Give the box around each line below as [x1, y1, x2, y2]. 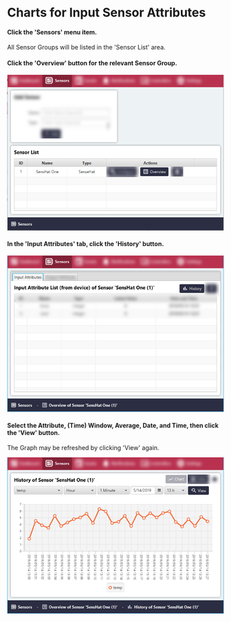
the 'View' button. [7, 428, 60, 437]
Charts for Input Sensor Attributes [7, 5, 206, 21]
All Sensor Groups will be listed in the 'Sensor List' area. [7, 43, 166, 52]
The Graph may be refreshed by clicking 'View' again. [7, 444, 159, 452]
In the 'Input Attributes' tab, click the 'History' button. [7, 240, 164, 248]
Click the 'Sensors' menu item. [7, 27, 98, 36]
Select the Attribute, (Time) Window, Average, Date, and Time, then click [7, 421, 219, 429]
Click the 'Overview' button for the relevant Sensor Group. [7, 58, 177, 67]
